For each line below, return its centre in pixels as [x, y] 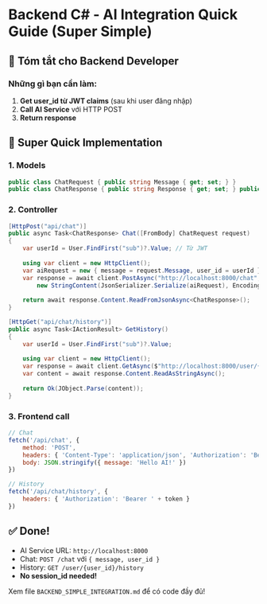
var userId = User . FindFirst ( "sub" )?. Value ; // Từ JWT [115, 248]
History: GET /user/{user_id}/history [82, 567]
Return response [48, 118]
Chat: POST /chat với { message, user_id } [90, 559]
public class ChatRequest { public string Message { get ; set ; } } [122, 182]
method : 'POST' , [50, 447]
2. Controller [33, 210]
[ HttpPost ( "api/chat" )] [48, 226]
